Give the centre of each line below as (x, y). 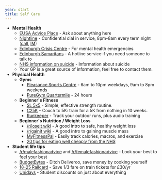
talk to (25, 59)
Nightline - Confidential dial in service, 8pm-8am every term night (85, 38)
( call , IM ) (28, 43)
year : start (17, 9)
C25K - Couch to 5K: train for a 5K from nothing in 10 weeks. (87, 110)
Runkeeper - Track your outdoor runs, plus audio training (83, 115)
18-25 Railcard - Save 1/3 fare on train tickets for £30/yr (75, 167)
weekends (37, 90)
